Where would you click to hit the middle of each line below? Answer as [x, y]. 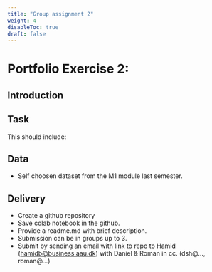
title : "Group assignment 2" [51, 14]
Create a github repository [56, 216]
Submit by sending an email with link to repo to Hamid [97, 246]
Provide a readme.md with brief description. [82, 231]
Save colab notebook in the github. [69, 223]
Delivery [27, 198]
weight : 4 [22, 21]
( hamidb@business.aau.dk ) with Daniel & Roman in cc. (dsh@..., [111, 253]
